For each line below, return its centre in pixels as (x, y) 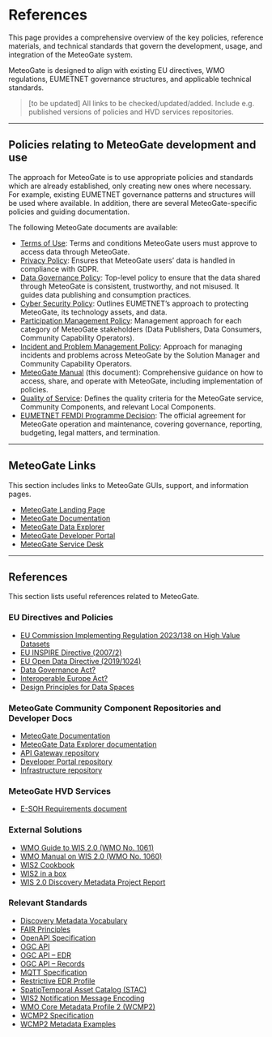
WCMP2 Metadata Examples (68, 1024)
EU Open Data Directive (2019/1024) (81, 661)
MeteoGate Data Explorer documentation (88, 744)
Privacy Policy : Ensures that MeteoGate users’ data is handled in (127, 260)
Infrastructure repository (61, 770)
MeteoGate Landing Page (62, 509)
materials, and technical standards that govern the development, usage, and (136, 45)
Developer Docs (40, 718)
